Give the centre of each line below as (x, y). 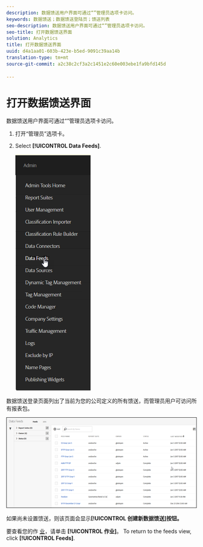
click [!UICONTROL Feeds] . (41, 538)
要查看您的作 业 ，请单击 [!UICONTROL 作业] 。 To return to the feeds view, (99, 531)
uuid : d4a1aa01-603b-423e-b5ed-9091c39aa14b (63, 52)
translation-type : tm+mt (37, 58)
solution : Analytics (32, 39)
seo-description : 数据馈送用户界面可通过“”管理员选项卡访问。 (77, 25)
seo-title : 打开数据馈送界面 (39, 32)
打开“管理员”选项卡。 (41, 134)
